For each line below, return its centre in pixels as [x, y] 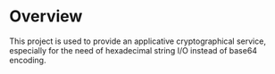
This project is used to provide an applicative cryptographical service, [137, 41]
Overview [46, 16]
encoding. [28, 60]
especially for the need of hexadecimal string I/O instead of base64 [133, 50]
